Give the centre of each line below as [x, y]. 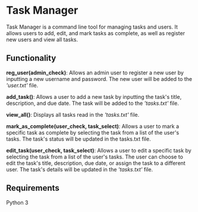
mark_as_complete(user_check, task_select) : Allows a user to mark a [93, 126]
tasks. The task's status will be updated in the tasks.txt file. [78, 139]
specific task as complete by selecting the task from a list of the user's [93, 132]
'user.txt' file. [22, 85]
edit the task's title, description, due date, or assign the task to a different [96, 163]
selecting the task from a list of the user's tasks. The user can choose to [95, 157]
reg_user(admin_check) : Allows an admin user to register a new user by [95, 73]
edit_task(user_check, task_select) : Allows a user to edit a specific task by [99, 150]
